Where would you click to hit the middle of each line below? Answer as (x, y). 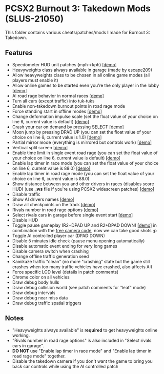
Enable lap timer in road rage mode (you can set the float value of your (83, 173)
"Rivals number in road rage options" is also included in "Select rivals (82, 340)
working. (21, 335)
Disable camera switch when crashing (51, 251)
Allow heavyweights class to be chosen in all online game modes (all (81, 75)
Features (19, 53)
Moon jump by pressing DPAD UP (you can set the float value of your (82, 132)
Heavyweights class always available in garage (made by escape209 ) (82, 70)
